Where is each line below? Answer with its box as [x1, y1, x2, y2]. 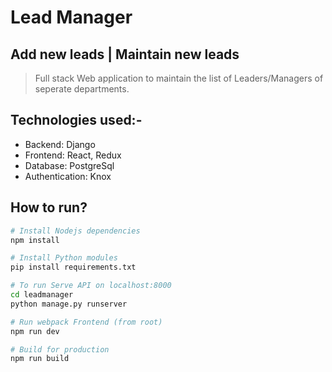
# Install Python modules [10, 253, 118, 263]
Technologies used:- [10, 112, 143, 129]
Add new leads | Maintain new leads [10, 46, 240, 63]
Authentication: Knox [24, 170, 112, 182]
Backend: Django [24, 138, 96, 150]
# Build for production [10, 344, 110, 355]
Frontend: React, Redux [24, 149, 122, 161]
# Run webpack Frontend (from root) [10, 317, 163, 327]
